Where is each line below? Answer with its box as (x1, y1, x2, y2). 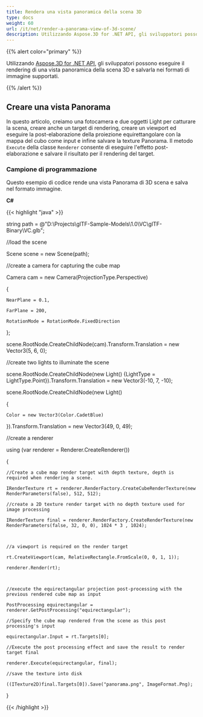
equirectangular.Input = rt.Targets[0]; (6, 634, 110, 640)
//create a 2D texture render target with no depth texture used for (6, 502, 185, 508)
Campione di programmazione (6, 165, 97, 173)
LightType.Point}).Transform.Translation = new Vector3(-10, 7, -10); (6, 377, 173, 384)
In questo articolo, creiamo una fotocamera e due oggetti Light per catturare (6, 117, 196, 125)
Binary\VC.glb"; (6, 227, 45, 234)
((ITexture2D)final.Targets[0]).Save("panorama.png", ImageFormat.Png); (6, 681, 193, 687)
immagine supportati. (6, 73, 59, 80)
